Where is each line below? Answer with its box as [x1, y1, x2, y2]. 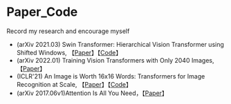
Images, [191, 56, 214, 64]
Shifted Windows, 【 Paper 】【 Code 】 [16, 48, 122, 56]
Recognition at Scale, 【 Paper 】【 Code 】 [16, 80, 133, 88]
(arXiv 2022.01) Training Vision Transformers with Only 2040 [16, 56, 190, 64]
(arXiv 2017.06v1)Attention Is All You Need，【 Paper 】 [16, 89, 169, 97]
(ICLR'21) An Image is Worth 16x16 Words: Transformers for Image [16, 72, 205, 80]
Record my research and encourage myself [6, 27, 130, 35]
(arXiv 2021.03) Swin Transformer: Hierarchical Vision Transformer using [16, 40, 224, 48]
